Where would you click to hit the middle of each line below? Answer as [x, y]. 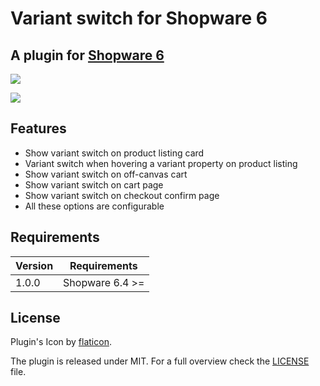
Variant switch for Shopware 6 [139, 18]
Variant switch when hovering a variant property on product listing [161, 163]
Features [38, 128]
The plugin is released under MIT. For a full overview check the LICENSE [160, 361]
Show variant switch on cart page [94, 184]
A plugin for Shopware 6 [87, 55]
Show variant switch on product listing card [114, 153]
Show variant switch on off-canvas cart [106, 174]
